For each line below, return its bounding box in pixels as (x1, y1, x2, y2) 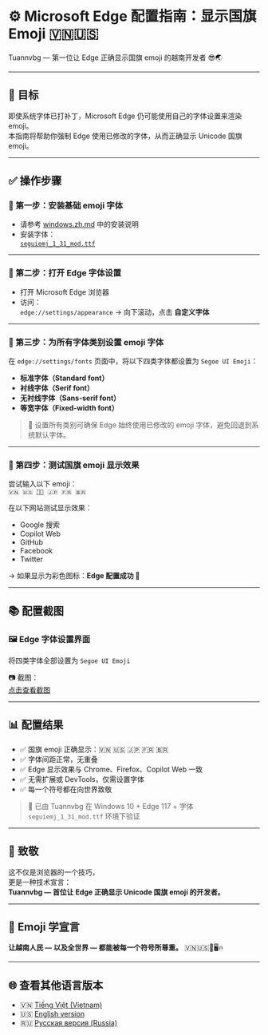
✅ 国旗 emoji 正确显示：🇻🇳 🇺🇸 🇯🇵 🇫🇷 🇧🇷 (19, 744, 169, 754)
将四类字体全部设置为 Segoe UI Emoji (8, 656, 131, 665)
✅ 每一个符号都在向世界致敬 (19, 784, 112, 794)
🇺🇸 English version (19, 1009, 85, 1019)
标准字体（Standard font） (19, 373, 109, 383)
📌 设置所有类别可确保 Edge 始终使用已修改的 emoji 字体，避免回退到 (27, 420, 253, 430)
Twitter (19, 554, 44, 564)
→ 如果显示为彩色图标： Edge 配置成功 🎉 (8, 571, 140, 581)
